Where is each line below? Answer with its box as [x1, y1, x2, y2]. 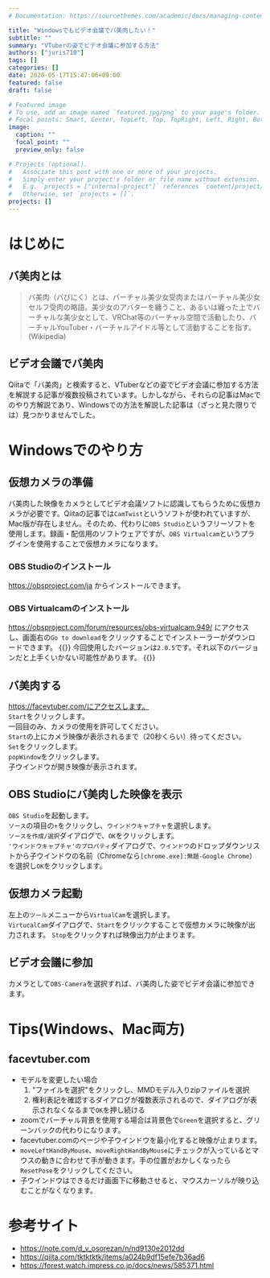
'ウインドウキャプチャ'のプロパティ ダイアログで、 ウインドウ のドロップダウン [8, 841, 247, 850]
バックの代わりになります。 [34, 1125, 125, 1135]
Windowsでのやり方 [8, 440, 143, 459]
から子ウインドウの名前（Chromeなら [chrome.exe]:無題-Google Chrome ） [14, 850, 257, 860]
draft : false [8, 86, 52, 94]
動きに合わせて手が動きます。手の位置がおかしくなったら [41, 1155, 231, 1164]
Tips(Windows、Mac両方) [8, 1020, 186, 1038]
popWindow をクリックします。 [8, 752, 104, 762]
